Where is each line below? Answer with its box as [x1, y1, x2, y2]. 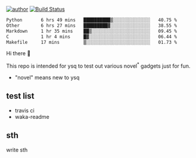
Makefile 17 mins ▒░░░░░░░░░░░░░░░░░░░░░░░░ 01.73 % [6, 39, 178, 45]
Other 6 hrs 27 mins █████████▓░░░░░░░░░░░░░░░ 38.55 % [6, 23, 178, 29]
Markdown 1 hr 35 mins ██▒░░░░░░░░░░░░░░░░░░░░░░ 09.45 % [6, 28, 178, 34]
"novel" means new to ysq [14, 74, 80, 81]
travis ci [14, 107, 35, 114]
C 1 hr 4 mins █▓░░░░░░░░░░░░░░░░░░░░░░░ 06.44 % [6, 33, 178, 40]
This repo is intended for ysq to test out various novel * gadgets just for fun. [6, 61, 191, 69]
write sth [6, 146, 28, 153]
